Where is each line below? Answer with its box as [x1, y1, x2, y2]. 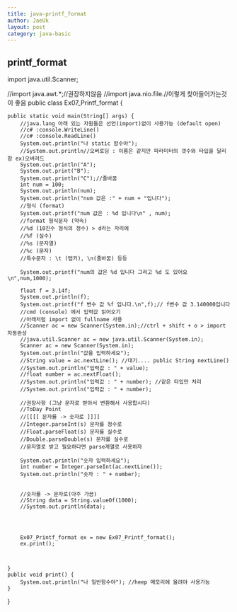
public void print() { [7, 571, 74, 579]
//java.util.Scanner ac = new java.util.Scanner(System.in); [20, 336, 204, 343]
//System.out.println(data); [20, 503, 106, 510]
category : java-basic [7, 30, 71, 37]
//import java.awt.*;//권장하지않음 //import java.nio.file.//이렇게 [7, 90, 186, 98]
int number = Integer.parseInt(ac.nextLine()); [20, 463, 163, 470]
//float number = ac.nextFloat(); [20, 371, 122, 379]
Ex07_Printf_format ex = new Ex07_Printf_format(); [20, 534, 175, 541]
